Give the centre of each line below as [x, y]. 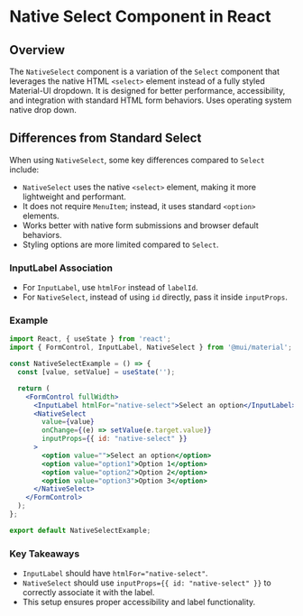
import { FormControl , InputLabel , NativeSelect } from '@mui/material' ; [151, 348]
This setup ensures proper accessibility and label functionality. [139, 602]
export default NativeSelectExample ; [80, 530]
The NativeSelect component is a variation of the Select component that [145, 71]
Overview [37, 50]
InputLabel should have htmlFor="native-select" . [115, 574]
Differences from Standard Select [106, 138]
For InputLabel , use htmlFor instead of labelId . [110, 288]
